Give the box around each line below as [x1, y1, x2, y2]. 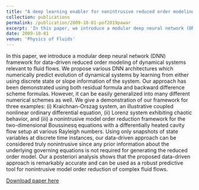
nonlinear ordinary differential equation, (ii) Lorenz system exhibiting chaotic [6, 109, 192, 116]
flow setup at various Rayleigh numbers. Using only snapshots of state [6, 128, 179, 135]
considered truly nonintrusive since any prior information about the [6, 140, 170, 147]
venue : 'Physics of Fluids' [6, 36, 76, 42]
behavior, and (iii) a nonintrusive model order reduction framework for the [6, 115, 185, 122]
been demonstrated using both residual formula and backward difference [6, 84, 185, 91]
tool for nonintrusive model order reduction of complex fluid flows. [6, 166, 168, 172]
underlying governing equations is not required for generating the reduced [6, 147, 188, 154]
